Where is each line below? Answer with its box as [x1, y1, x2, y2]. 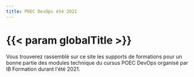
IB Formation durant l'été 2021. [6, 65, 80, 72]
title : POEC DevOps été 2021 [6, 8, 77, 15]
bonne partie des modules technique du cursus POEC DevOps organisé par [6, 59, 189, 66]
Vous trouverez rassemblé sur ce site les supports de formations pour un [6, 53, 183, 60]
